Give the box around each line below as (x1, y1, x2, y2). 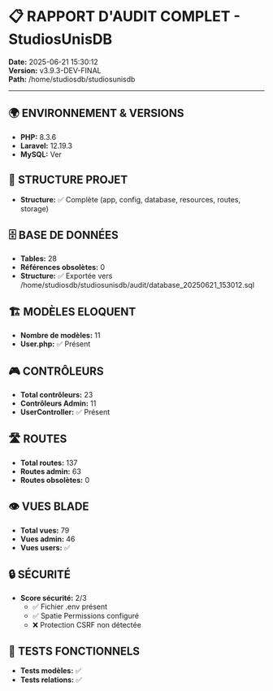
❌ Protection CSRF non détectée (32, 620, 142, 630)
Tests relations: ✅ (19, 675, 83, 684)
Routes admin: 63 (19, 466, 81, 476)
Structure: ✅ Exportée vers (19, 271, 113, 281)
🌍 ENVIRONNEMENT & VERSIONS (8, 106, 184, 120)
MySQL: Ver (19, 149, 63, 159)
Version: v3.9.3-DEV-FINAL (8, 65, 102, 75)
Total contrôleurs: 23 (19, 390, 93, 399)
